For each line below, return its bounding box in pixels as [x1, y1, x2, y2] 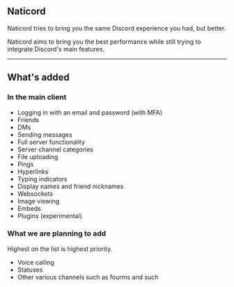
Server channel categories [17, 145, 94, 154]
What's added [7, 72, 70, 83]
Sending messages [17, 130, 73, 138]
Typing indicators [17, 174, 68, 183]
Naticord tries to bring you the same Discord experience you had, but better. [7, 24, 226, 32]
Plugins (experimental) [17, 211, 82, 220]
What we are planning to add [7, 229, 107, 238]
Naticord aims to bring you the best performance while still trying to [7, 38, 201, 46]
